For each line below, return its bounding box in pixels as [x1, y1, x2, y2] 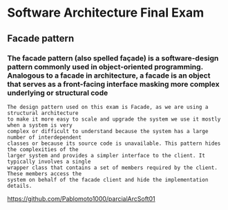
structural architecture [7, 110, 79, 116]
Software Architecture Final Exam [7, 5, 205, 21]
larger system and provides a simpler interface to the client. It [7, 152, 206, 159]
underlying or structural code [7, 88, 108, 98]
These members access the [7, 170, 82, 177]
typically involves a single [7, 158, 91, 165]
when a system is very [7, 121, 73, 129]
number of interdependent [7, 134, 82, 141]
